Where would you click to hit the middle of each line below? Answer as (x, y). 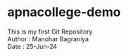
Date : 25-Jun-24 (32, 46)
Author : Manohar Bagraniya (48, 38)
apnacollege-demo (64, 12)
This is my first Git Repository (50, 31)
